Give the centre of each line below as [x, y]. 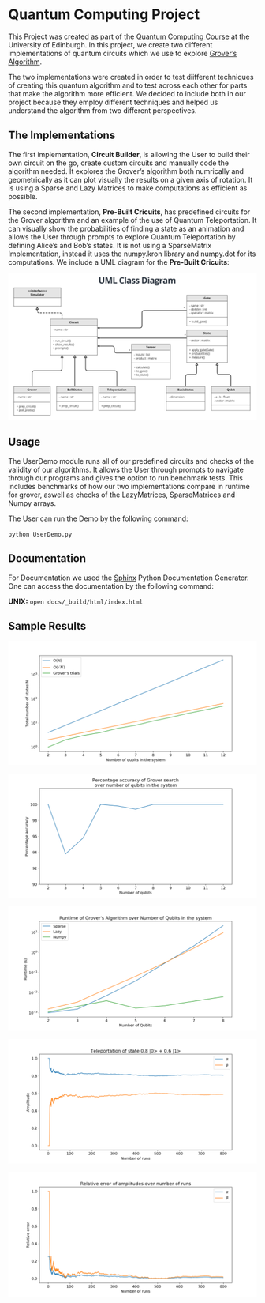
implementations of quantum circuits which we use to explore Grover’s [123, 53]
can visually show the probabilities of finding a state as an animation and [126, 228]
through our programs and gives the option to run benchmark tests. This [125, 478]
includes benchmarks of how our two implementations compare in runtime [129, 486]
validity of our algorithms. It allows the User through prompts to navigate [126, 469]
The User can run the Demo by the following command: [98, 518]
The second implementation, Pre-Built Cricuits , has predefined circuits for [129, 212]
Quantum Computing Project [104, 15]
